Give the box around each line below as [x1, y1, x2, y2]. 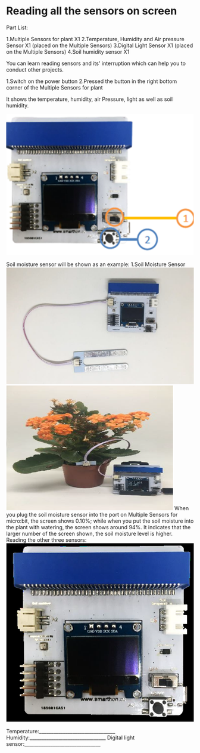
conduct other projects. [6, 66, 64, 73]
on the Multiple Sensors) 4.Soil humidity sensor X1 [6, 48, 130, 55]
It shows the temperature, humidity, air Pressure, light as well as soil [6, 95, 173, 103]
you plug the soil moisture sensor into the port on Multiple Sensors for [6, 511, 178, 518]
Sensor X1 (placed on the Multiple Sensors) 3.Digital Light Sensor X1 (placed [6, 42, 193, 49]
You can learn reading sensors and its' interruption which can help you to [6, 60, 186, 67]
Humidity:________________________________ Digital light [6, 734, 135, 741]
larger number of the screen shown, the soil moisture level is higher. [6, 530, 173, 537]
